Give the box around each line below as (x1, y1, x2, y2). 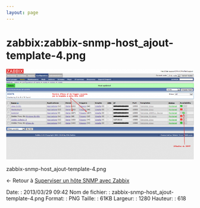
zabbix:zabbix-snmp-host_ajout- (6, 36, 174, 49)
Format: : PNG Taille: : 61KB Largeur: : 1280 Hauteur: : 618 (45, 194, 186, 202)
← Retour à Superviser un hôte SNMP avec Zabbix (6, 176, 130, 184)
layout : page (6, 10, 39, 15)
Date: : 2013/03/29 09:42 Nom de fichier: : (6, 188, 111, 195)
